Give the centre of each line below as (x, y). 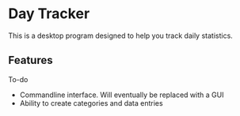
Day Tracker (49, 14)
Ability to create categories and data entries (91, 103)
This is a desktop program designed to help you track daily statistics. (121, 36)
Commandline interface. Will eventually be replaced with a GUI (122, 95)
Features (30, 60)
